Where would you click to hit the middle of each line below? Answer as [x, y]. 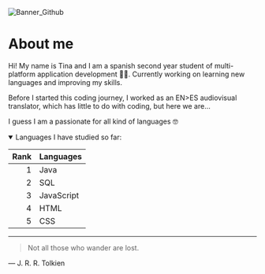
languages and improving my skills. [65, 82]
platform [22, 74]
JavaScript [59, 195]
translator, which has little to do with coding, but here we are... [109, 106]
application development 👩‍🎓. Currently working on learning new [141, 74]
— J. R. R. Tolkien [37, 263]
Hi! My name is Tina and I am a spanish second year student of [110, 65]
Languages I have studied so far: [69, 137]
